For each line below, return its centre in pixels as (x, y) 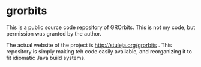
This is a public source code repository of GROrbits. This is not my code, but (101, 27)
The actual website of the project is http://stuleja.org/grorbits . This (89, 45)
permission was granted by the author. (54, 33)
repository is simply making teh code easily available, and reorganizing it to (99, 51)
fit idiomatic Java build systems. (46, 58)
